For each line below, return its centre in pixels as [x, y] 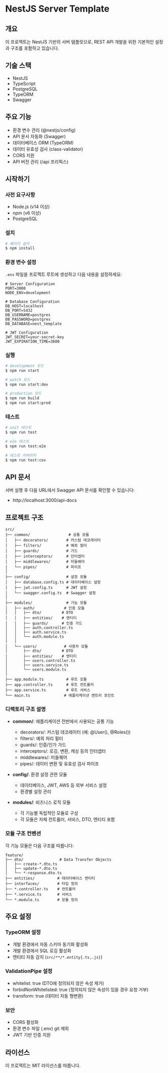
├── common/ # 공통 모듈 [47, 535]
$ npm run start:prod [28, 403]
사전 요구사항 [20, 194]
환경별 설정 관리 [36, 791]
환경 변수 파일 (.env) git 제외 [41, 1028]
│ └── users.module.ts [36, 670]
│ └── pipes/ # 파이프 [43, 567]
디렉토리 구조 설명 [26, 709]
